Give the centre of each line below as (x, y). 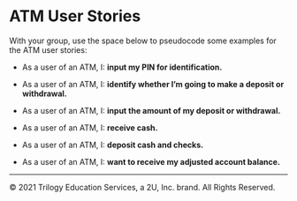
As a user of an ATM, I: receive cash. (90, 127)
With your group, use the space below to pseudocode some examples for (143, 41)
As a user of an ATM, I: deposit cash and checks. (113, 145)
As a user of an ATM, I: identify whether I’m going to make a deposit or (153, 84)
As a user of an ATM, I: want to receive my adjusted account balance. (151, 161)
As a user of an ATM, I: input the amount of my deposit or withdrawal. (151, 110)
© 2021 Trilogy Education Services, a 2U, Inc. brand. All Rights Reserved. (142, 187)
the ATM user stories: (48, 49)
